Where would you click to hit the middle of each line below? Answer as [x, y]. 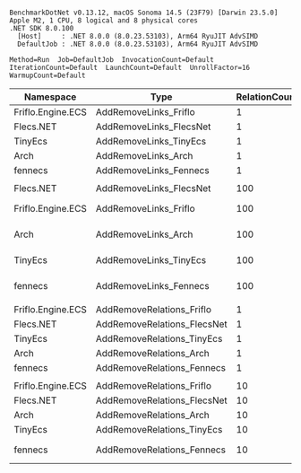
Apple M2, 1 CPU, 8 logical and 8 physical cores [104, 21]
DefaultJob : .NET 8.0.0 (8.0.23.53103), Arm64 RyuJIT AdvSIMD [138, 44]
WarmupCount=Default [48, 75]
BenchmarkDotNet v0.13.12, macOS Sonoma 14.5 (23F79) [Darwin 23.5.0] [144, 13]
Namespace [50, 97]
